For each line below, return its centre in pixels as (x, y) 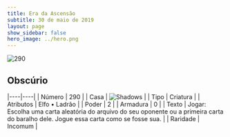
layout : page (26, 26)
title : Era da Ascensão (41, 13)
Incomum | (22, 126)
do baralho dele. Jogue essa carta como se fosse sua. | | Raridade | (104, 118)
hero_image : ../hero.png (43, 39)
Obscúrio (28, 80)
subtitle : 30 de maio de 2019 (51, 20)
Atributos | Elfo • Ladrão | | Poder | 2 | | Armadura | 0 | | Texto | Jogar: (107, 104)
